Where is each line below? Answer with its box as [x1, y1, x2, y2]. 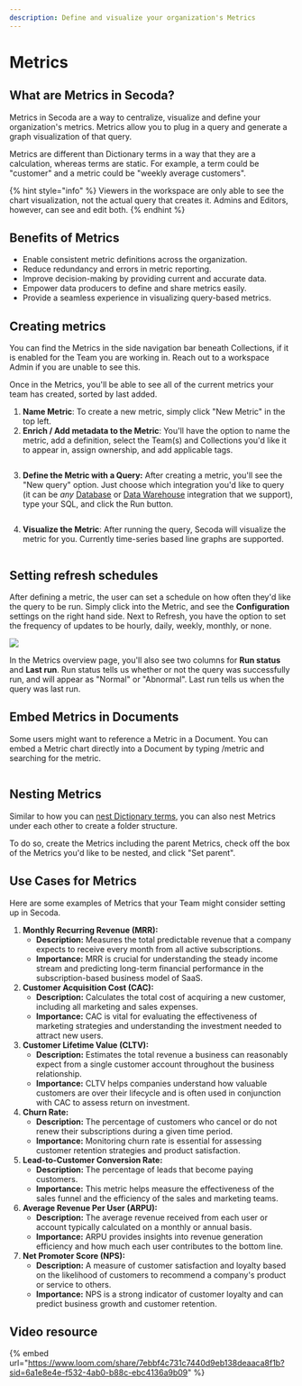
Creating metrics [9, 318, 106, 334]
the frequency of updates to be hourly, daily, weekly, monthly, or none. [9, 620, 272, 631]
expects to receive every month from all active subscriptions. [35, 943, 263, 954]
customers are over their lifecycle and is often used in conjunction [35, 1088, 281, 1098]
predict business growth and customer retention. [35, 1298, 218, 1308]
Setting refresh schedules [9, 567, 159, 583]
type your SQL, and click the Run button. [22, 499, 174, 509]
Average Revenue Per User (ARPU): [22, 1202, 158, 1213]
